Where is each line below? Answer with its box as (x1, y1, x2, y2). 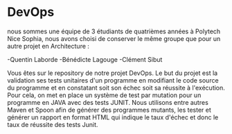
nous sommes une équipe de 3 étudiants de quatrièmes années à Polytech (7, 27, 221, 35)
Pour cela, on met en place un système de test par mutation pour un (7, 91, 202, 99)
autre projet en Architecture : (7, 42, 90, 50)
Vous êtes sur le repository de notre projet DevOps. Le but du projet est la (7, 69, 218, 77)
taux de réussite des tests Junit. (7, 120, 98, 128)
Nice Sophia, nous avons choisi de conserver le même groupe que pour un (7, 34, 221, 42)
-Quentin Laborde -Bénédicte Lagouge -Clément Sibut (7, 55, 163, 63)
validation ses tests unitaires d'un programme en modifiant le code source (7, 76, 220, 84)
